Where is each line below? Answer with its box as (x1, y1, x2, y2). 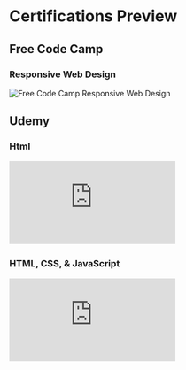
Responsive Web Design (9, 68, 117, 81)
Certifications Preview (9, 6, 178, 27)
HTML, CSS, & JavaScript (9, 258, 120, 270)
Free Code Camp (9, 42, 104, 57)
